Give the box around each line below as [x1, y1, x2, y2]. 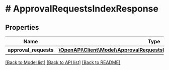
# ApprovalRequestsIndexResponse [5, 3, 158, 15]
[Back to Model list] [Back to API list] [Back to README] [5, 59, 121, 65]
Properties [5, 23, 39, 32]
